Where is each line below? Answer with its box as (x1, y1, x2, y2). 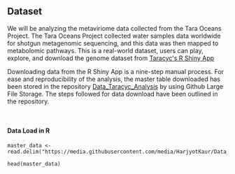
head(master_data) (7, 161, 61, 168)
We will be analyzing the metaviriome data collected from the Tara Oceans (7, 24, 222, 32)
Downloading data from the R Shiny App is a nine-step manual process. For (7, 67, 225, 75)
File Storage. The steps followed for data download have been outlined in (7, 89, 218, 98)
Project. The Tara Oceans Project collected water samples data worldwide (7, 31, 221, 40)
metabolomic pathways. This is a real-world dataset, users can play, (7, 46, 204, 55)
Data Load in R (7, 126, 50, 135)
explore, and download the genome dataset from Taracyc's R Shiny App (7, 54, 215, 62)
